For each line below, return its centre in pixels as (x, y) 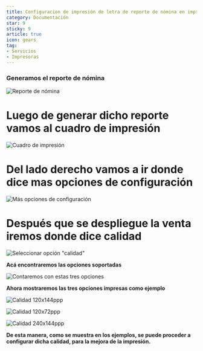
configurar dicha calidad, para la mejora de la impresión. (79, 341)
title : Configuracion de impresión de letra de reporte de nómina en (96, 12)
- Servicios (21, 51)
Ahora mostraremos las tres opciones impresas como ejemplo (86, 288)
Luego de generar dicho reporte (88, 116)
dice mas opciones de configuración (100, 182)
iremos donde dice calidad (74, 236)
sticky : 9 (19, 29)
